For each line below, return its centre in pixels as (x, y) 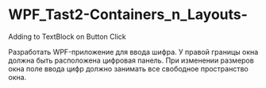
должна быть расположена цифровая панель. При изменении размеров (131, 60)
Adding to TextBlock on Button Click (67, 36)
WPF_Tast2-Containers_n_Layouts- (128, 15)
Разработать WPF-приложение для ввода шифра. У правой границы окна (133, 52)
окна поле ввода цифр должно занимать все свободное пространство (128, 68)
